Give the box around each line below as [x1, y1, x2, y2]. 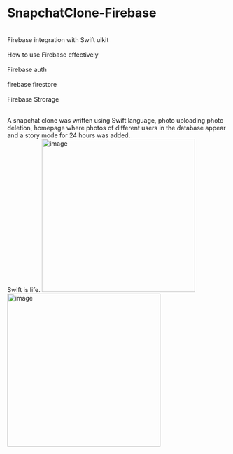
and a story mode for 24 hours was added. [7, 131, 131, 139]
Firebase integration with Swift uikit [7, 35, 109, 43]
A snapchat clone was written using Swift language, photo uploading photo [7, 116, 224, 124]
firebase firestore [7, 80, 57, 88]
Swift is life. [7, 285, 41, 294]
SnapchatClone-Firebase [7, 5, 157, 21]
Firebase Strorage [7, 95, 59, 103]
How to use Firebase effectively [7, 50, 99, 59]
